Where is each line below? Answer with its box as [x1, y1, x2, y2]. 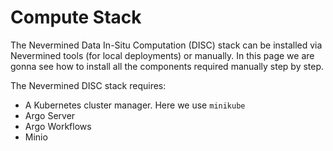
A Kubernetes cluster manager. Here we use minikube [24, 99, 246, 111]
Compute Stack [10, 6, 142, 29]
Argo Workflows [24, 120, 92, 132]
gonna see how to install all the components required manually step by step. [10, 60, 325, 72]
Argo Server [24, 109, 76, 121]
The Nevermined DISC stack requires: [10, 79, 167, 91]
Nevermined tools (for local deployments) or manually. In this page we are [10, 49, 315, 61]
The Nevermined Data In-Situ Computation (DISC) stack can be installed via [10, 39, 323, 51]
